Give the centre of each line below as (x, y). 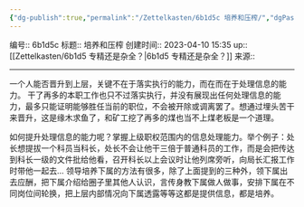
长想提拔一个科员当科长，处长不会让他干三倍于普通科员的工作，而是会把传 (148, 148)
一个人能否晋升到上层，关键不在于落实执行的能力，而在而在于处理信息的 (144, 83)
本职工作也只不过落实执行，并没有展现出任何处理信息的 (170, 95)
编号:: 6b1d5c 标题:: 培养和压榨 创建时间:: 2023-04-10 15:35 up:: (128, 44)
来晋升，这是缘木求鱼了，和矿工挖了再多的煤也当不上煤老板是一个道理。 (144, 118)
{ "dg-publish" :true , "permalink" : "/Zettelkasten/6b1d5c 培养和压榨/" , (140, 18)
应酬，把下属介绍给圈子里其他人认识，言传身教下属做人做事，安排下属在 (152, 182)
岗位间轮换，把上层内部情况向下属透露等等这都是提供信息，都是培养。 (147, 193)
